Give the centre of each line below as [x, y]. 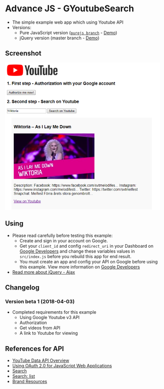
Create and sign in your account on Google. [64, 241]
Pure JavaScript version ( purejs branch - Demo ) [68, 32]
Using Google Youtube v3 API [50, 318]
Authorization [33, 323]
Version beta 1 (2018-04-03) [40, 302]
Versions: [22, 27]
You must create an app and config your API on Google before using [89, 261]
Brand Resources [30, 382]
